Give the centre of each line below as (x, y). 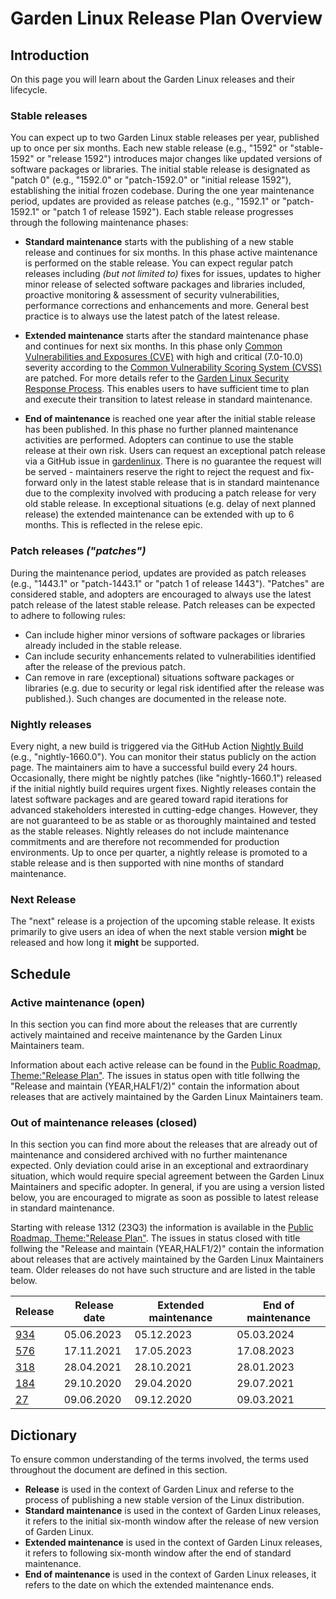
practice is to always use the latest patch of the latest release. (152, 316)
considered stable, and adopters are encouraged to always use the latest (161, 594)
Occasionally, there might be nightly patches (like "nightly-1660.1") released (166, 778)
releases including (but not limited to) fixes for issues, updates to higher (173, 274)
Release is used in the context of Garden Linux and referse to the (159, 1489)
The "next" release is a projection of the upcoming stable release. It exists (162, 921)
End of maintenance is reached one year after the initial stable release (170, 419)
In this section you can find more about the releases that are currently (154, 1024)
